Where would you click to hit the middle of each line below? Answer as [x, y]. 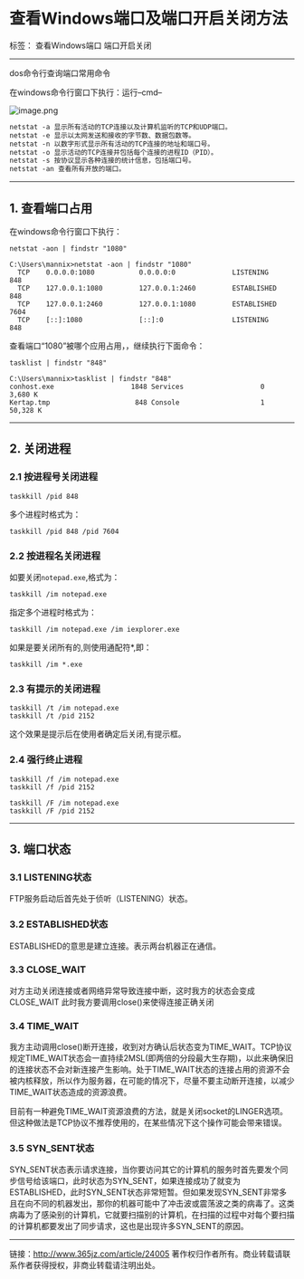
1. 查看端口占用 [51, 208]
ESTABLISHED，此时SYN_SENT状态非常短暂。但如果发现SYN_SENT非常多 [148, 1192]
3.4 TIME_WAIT [44, 1026]
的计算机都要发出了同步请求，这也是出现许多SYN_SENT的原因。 [129, 1227]
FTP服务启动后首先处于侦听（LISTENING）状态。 [101, 899]
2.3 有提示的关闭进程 [55, 689]
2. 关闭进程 [40, 449]
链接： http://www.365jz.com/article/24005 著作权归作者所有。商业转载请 [146, 1254]
